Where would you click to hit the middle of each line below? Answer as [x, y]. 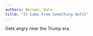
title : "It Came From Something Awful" [47, 14]
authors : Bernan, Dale [29, 10]
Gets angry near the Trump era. [38, 28]
